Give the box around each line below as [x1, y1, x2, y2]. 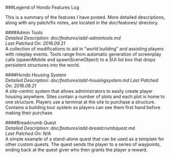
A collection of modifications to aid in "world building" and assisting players [5, 46, 164, 51]
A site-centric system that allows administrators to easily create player [5, 88, 153, 94]
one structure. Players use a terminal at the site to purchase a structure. [5, 99, 156, 105]
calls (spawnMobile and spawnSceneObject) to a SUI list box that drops [5, 57, 156, 63]
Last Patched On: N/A [5, 130, 51, 137]
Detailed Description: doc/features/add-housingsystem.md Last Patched [5, 77, 159, 83]
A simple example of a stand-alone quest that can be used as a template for [5, 136, 164, 142]
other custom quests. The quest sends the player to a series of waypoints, [5, 141, 161, 147]
